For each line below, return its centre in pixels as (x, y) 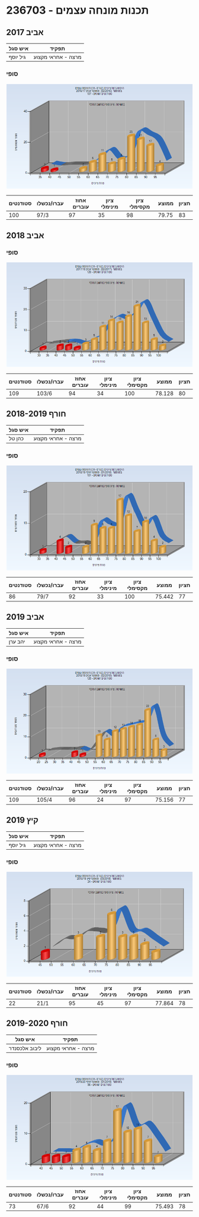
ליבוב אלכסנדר (25, 1048)
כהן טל (16, 439)
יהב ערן (17, 642)
